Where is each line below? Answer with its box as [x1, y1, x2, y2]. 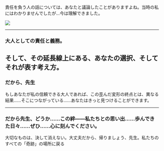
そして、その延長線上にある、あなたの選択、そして [5, 54, 159, 63]
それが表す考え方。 [5, 63, 63, 72]
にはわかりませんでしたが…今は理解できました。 [5, 10, 102, 16]
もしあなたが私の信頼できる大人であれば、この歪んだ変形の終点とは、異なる [5, 91, 159, 97]
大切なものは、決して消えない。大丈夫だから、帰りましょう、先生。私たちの [5, 134, 159, 140]
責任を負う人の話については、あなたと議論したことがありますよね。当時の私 [5, 4, 159, 10]
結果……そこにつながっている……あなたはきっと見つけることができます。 [5, 97, 152, 103]
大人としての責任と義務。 [5, 37, 65, 44]
